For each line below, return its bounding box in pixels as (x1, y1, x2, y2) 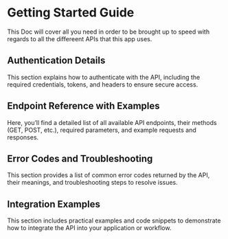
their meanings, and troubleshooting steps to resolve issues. (7, 179, 179, 187)
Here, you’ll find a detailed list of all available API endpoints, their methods (7, 118, 218, 126)
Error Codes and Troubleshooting (7, 152, 153, 164)
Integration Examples (7, 198, 101, 210)
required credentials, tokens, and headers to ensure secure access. (7, 80, 198, 89)
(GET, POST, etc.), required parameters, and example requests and (7, 126, 197, 134)
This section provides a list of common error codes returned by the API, (7, 171, 210, 179)
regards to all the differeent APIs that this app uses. (7, 34, 152, 43)
